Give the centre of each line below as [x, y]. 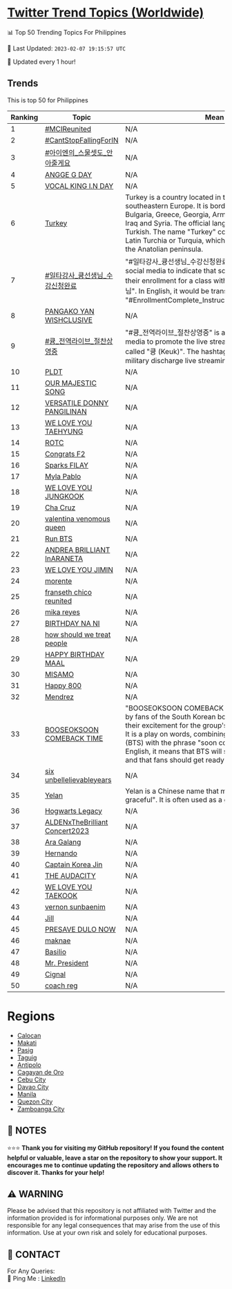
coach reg [61, 985]
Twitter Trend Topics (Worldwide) [106, 13]
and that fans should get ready [175, 760]
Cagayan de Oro [40, 1072]
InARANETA [64, 558]
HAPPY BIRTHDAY [75, 654]
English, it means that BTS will [174, 751]
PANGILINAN [66, 411]
